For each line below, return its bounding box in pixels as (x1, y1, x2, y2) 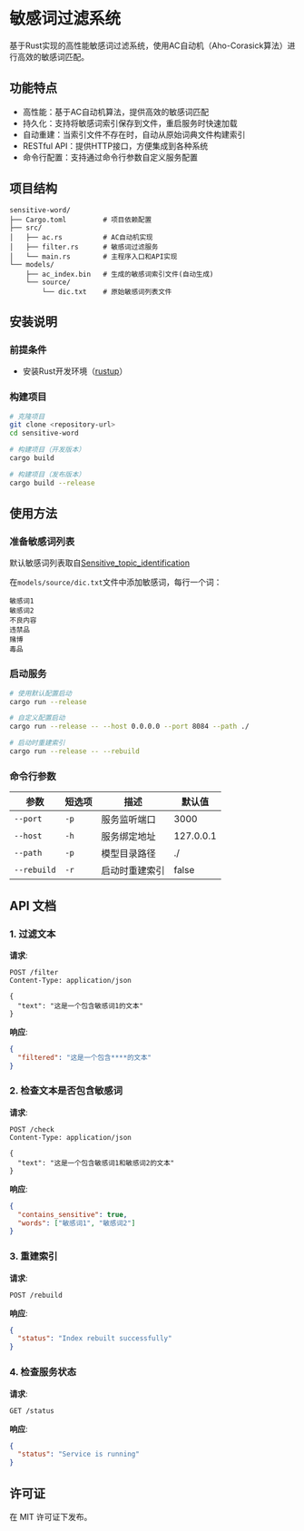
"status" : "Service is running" (17, 1449, 141, 1459)
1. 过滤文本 (9, 927, 56, 940)
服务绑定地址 (101, 830, 156, 843)
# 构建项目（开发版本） (9, 446, 86, 455)
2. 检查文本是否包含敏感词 (9, 1084, 123, 1097)
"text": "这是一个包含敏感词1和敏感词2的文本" (17, 1158, 175, 1167)
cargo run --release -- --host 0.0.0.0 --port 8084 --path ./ (9, 722, 250, 731)
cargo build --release (9, 478, 95, 487)
